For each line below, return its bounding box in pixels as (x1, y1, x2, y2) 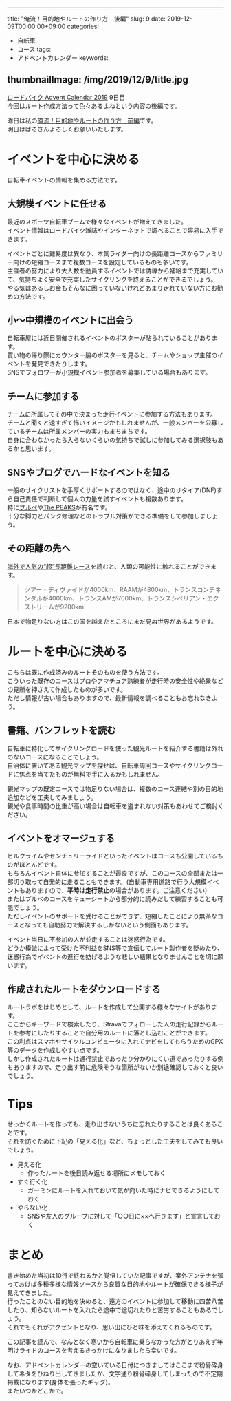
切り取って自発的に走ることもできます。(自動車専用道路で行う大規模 (12, 878, 208, 886)
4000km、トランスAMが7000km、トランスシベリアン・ (47, 593, 208, 602)
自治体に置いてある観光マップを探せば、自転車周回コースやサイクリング (7, 761, 212, 770)
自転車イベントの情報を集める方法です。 (7, 176, 122, 184)
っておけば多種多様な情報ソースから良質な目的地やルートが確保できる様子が (7, 1280, 223, 1288)
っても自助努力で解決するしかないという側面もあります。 (30, 920, 192, 929)
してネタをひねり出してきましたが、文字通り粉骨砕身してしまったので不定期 (7, 1369, 223, 1378)
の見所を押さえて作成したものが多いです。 (7, 685, 127, 693)
